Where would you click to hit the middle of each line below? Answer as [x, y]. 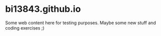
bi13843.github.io [43, 9]
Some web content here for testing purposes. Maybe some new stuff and [80, 23]
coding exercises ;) [25, 28]
